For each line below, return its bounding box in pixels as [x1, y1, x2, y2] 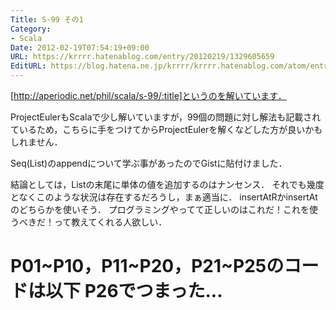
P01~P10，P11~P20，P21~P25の [10, 255, 285, 278]
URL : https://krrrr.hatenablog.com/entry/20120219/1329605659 [10, 52, 275, 62]
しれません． [10, 136, 63, 148]
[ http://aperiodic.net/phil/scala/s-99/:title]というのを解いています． [10, 90, 287, 101]
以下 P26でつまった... [45, 280, 223, 303]
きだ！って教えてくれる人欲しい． [27, 216, 168, 228]
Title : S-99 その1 [10, 14, 84, 25]
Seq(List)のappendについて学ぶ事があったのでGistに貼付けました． [10, 157, 288, 169]
